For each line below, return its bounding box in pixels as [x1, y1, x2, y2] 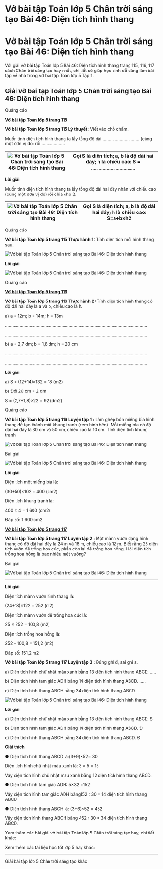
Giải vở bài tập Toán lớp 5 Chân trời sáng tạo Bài [5, 87, 152, 95]
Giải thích [5, 744, 25, 750]
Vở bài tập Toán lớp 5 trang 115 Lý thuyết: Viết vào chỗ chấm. [5, 126, 129, 132]
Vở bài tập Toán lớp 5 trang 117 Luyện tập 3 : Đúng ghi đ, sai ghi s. [5, 659, 138, 665]
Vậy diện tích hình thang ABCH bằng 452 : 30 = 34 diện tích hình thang [5, 815, 147, 821]
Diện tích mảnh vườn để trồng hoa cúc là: [5, 612, 87, 618]
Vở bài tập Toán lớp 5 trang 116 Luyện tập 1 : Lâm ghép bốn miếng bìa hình [5, 416, 155, 422]
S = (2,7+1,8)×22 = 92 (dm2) [5, 397, 63, 403]
